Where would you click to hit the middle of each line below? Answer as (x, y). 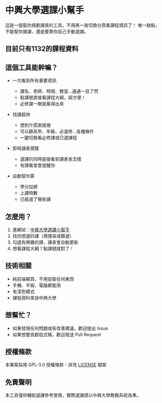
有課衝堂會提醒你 (37, 165)
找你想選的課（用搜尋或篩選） (43, 236)
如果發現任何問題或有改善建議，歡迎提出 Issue (60, 328)
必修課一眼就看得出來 (42, 104)
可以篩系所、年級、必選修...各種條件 (57, 132)
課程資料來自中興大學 (34, 297)
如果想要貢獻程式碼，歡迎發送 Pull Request (56, 334)
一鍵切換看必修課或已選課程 (48, 138)
